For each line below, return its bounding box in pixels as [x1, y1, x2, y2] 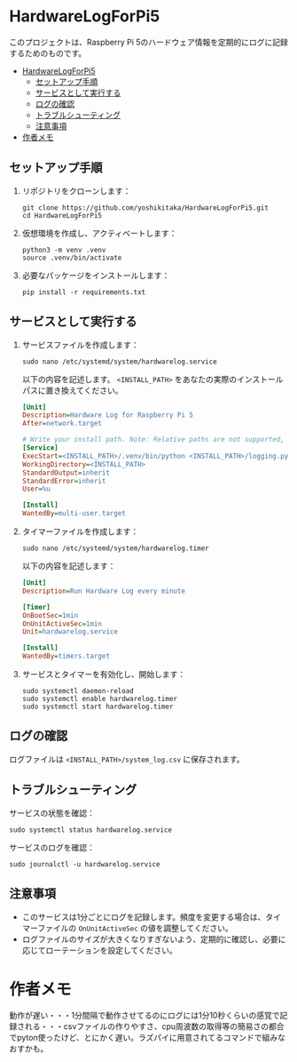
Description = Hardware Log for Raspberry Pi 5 [21, 411, 193, 419]
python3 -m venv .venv [21, 245, 106, 254]
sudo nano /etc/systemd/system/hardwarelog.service [21, 357, 217, 366]
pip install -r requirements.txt [21, 287, 146, 297]
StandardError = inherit [21, 476, 106, 485]
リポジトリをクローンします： [21, 185, 131, 196]
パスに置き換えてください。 [21, 385, 123, 395]
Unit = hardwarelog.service [21, 627, 118, 636]
